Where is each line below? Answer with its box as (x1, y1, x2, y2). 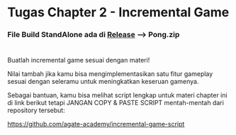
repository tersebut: (7, 106, 65, 114)
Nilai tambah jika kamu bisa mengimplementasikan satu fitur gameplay (7, 70, 213, 78)
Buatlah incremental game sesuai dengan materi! (7, 56, 150, 65)
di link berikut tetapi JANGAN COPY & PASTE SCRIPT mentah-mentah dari (7, 99, 225, 107)
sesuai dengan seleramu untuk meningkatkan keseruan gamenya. (7, 77, 199, 86)
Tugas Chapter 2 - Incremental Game (7, 4, 230, 21)
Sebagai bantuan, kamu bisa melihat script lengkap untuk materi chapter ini (7, 91, 228, 99)
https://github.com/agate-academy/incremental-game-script (7, 120, 185, 129)
